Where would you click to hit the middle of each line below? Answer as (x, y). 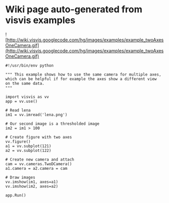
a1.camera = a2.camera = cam (36, 168)
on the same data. (25, 83)
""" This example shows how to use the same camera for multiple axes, (83, 74)
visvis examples (40, 20)
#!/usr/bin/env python (29, 65)
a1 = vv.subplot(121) (28, 146)
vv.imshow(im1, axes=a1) (32, 182)
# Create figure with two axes (39, 137)
